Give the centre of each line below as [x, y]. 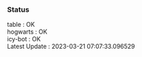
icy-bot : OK [24, 39]
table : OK [21, 25]
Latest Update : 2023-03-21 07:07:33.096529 [71, 47]
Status [18, 10]
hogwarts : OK [27, 32]
